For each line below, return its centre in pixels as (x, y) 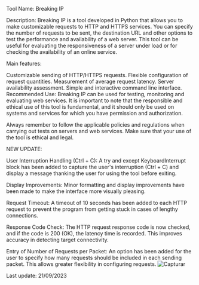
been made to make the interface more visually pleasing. (76, 191)
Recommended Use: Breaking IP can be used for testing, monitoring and (95, 94)
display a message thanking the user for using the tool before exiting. (91, 173)
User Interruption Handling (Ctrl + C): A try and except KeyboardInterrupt (96, 160)
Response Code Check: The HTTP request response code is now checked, (99, 227)
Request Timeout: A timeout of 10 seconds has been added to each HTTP (97, 203)
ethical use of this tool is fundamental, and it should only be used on (90, 107)
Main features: (24, 63)
